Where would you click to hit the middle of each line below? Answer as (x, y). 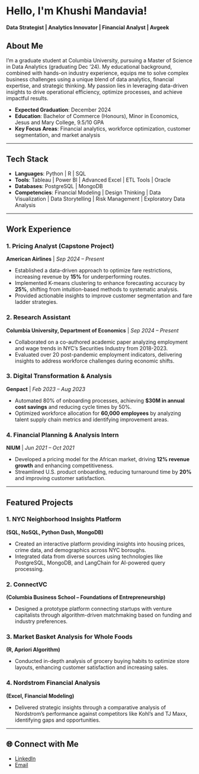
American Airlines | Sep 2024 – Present (55, 259)
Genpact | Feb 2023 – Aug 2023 (46, 389)
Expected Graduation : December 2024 (63, 110)
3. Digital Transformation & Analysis (59, 376)
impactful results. (27, 98)
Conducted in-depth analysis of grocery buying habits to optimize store (102, 661)
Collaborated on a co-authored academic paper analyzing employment (101, 342)
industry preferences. (41, 621)
